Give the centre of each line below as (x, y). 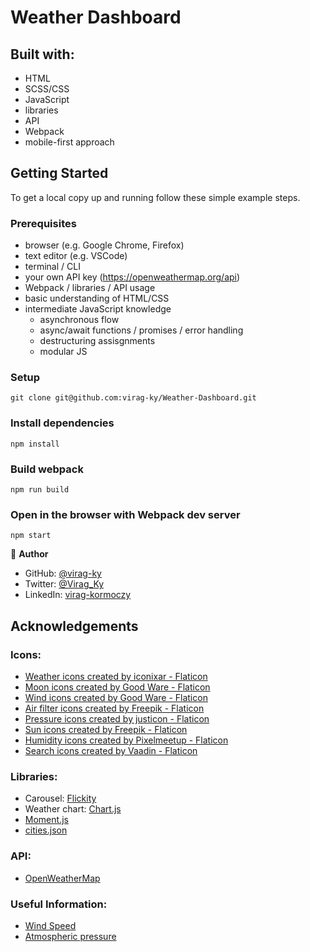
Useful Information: (59, 904)
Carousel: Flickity (60, 798)
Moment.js (46, 820)
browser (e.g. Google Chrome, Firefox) (104, 245)
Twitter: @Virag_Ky (64, 584)
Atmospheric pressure (70, 936)
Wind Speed (50, 925)
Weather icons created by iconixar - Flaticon (116, 676)
